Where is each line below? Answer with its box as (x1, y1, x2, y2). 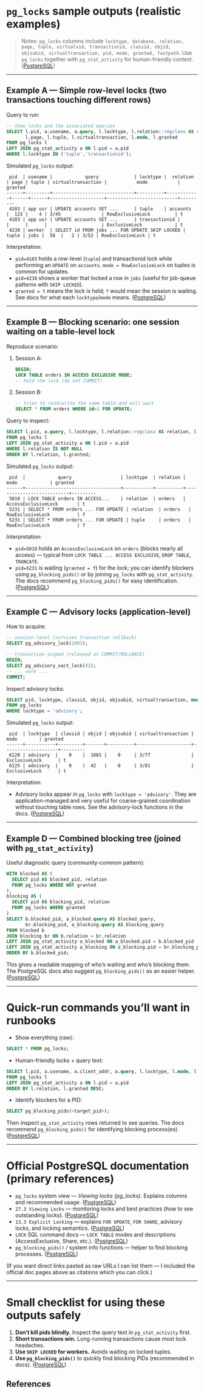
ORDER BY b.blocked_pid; (6, 950, 69, 956)
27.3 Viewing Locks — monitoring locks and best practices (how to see (15, 1205, 193, 1212)
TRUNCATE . (15, 557, 39, 565)
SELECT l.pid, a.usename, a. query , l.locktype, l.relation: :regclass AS (6, 128, 194, 134)
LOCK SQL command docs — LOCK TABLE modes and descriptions (15, 1231, 176, 1238)
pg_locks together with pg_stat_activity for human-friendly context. (21, 55, 194, 63)
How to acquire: (6, 623, 47, 630)
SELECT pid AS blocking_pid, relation (12, 899, 110, 905)
